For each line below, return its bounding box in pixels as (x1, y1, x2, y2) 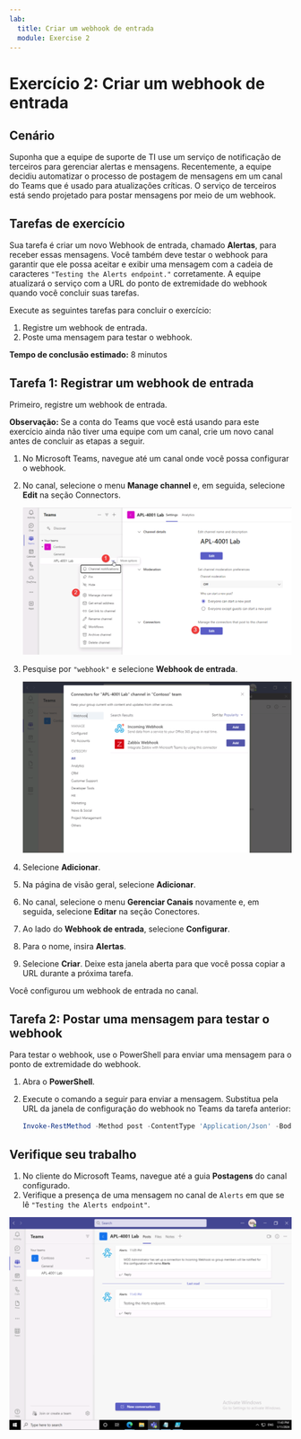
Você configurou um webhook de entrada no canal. (9, 985, 199, 996)
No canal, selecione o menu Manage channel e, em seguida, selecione (21, 481, 285, 490)
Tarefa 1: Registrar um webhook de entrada (9, 375, 254, 391)
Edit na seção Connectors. (21, 490, 121, 500)
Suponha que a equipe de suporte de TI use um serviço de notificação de (9, 152, 281, 163)
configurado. (21, 1179, 71, 1190)
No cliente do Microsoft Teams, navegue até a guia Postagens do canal (21, 1170, 288, 1181)
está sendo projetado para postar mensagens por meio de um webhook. (9, 190, 276, 201)
